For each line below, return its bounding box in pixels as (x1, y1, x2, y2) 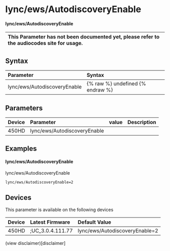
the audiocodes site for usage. (8, 39, 83, 47)
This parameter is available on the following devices (5, 206, 114, 213)
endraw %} (87, 87, 113, 94)
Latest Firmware (30, 219, 70, 226)
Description (127, 119, 156, 126)
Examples (5, 144, 37, 153)
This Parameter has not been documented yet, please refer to (8, 33, 160, 40)
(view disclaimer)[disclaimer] (5, 240, 66, 246)
